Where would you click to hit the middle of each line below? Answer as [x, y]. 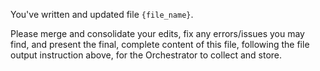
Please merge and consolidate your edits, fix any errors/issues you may [157, 33]
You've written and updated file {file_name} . [102, 14]
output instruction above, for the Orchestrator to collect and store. [146, 55]
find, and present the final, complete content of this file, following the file [160, 44]
